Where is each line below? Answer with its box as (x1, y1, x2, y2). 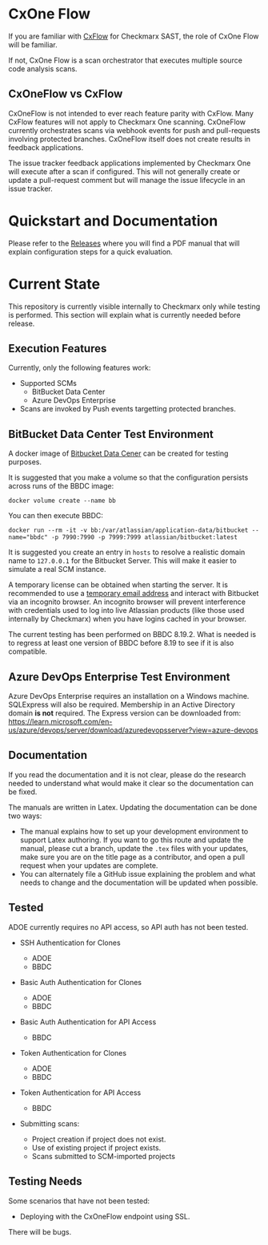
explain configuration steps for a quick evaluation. (8, 246, 174, 257)
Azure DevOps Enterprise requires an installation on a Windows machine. (8, 691, 250, 701)
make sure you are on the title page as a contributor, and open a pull (19, 852, 246, 862)
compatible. (8, 647, 48, 656)
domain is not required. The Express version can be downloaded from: (8, 708, 242, 718)
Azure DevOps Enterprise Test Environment (8, 670, 230, 683)
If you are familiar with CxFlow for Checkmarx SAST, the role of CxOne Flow (8, 31, 259, 41)
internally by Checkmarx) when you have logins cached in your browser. (8, 614, 246, 624)
